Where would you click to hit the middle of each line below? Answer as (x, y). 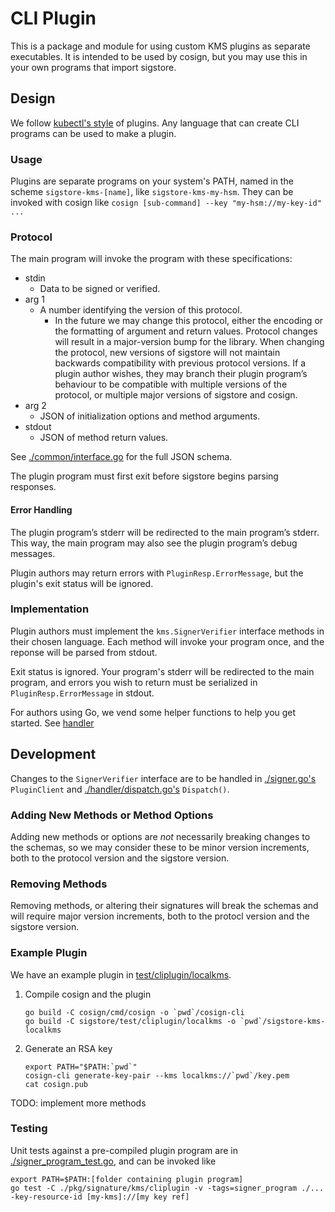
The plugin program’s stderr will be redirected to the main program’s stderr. (165, 532)
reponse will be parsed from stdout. (84, 652)
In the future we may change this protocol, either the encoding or (189, 321)
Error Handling (41, 509)
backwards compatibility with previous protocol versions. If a (180, 363)
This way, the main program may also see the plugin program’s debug (154, 543)
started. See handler (52, 723)
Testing (29, 1129)
